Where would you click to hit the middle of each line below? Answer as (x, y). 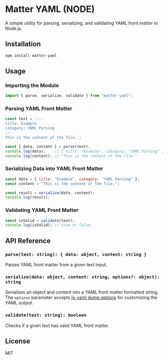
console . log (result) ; (28, 197)
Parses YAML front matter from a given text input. (56, 265)
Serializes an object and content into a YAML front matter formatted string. (82, 292)
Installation (23, 44)
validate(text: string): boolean (46, 315)
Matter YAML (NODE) (50, 9)
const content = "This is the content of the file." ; (62, 183)
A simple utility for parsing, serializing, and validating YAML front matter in (81, 23)
